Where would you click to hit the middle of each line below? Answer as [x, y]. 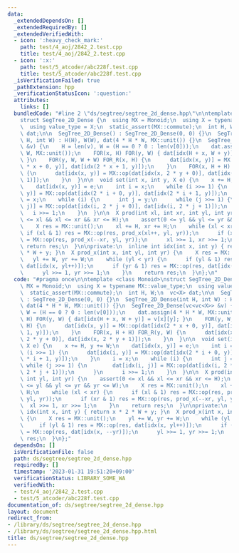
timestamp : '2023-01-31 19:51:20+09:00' [74, 472]
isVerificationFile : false [54, 452]
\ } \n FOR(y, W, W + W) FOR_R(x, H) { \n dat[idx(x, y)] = [121, 160]
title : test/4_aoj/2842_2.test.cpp [73, 54]
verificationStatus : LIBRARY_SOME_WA [70, 479]
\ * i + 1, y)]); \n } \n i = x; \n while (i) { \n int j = [127, 359]
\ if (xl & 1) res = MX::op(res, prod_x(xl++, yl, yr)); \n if [122, 233]
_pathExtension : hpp [44, 87]
